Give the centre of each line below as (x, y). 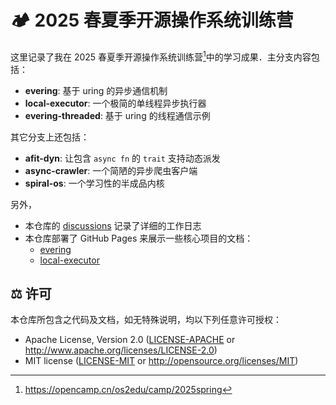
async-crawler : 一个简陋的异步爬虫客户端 (111, 170)
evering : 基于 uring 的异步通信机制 (96, 90)
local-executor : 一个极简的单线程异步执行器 (115, 103)
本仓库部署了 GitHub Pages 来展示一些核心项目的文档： (139, 238)
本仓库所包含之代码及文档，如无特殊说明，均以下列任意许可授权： (146, 320)
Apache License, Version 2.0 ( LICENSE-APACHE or (130, 340)
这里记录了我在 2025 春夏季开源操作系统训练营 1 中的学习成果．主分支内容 (161, 56)
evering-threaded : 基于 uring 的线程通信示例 (117, 115)
